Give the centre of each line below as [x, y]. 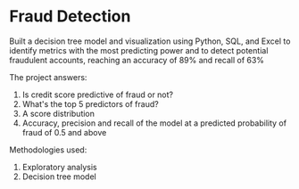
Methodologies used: [48, 150]
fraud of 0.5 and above [64, 132]
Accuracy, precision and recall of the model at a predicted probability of [154, 123]
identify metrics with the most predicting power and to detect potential [139, 50]
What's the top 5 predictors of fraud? [90, 103]
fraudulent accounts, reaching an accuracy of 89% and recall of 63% [137, 60]
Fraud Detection [70, 16]
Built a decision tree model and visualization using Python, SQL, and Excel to [150, 41]
